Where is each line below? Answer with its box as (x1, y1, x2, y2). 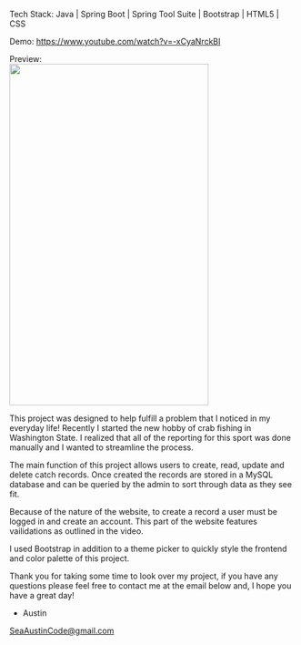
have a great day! (9, 590, 75, 600)
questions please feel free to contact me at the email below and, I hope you (9, 580, 292, 591)
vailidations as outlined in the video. (9, 526, 144, 537)
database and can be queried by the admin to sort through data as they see (9, 479, 293, 489)
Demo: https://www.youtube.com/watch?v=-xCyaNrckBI (9, 36, 221, 46)
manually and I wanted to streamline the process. (9, 442, 194, 453)
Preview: (9, 54, 43, 64)
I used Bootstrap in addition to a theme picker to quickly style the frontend (9, 543, 288, 554)
